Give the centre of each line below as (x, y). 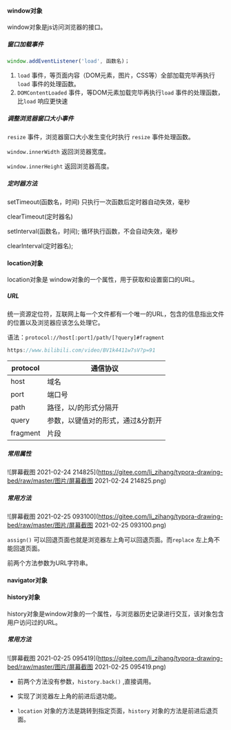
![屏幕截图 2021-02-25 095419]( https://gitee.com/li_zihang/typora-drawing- (115, 658)
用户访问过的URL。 (34, 622)
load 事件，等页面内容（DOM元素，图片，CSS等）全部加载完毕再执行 (116, 75)
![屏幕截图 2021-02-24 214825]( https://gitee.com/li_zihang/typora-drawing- (115, 472)
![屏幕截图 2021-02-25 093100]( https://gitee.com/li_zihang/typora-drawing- (115, 516)
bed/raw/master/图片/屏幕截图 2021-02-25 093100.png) (87, 525)
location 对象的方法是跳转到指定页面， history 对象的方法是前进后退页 (118, 711)
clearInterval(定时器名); (40, 245)
